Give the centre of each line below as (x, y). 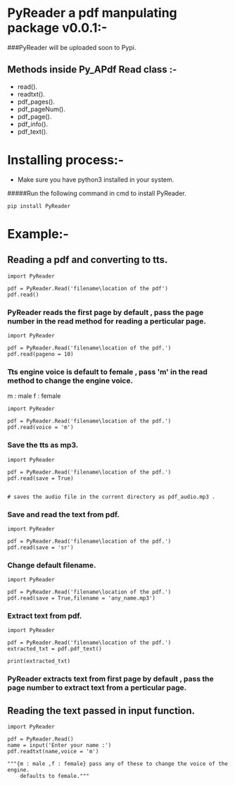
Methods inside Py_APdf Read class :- (92, 69)
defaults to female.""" (55, 777)
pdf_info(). (32, 124)
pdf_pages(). (36, 101)
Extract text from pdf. (45, 616)
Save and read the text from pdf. (63, 514)
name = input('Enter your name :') (59, 746)
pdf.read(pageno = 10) (40, 354)
